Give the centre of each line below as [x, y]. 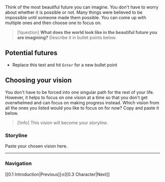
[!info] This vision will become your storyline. [62, 122]
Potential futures [31, 53]
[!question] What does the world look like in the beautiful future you [87, 32]
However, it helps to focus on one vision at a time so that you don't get [76, 97]
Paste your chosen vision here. [36, 146]
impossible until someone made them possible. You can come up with [76, 17]
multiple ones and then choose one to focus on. [53, 23]
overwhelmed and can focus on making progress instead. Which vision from [82, 102]
